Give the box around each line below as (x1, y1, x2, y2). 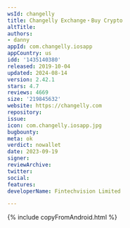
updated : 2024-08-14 (7, 69, 68, 76)
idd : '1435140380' (7, 56, 61, 64)
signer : (7, 155, 30, 162)
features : (7, 181, 37, 188)
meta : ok (7, 135, 33, 142)
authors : (7, 30, 33, 37)
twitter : (7, 167, 33, 175)
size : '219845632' (7, 96, 61, 103)
